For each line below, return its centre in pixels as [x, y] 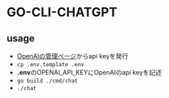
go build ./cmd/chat [47, 81]
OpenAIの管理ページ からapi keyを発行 [72, 56]
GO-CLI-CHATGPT [62, 12]
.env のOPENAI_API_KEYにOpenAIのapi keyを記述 [89, 72]
